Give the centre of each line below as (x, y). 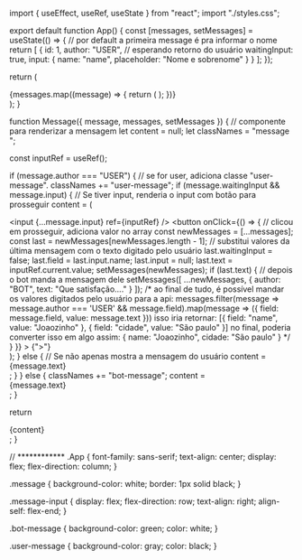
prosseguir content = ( (51, 204)
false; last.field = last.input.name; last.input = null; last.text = (121, 260)
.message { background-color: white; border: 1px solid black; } (125, 484)
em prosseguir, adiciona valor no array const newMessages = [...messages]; (151, 231)
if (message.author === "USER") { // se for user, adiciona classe (128, 176)
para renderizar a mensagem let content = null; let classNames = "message (150, 131)
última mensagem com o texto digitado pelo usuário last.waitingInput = (141, 251)
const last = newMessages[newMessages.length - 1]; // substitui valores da (150, 241)
